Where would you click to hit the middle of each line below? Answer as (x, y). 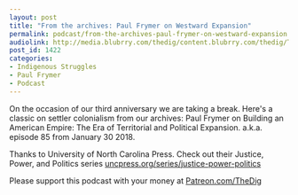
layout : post (33, 17)
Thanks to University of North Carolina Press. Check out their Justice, (137, 154)
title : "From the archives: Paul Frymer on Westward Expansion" (130, 26)
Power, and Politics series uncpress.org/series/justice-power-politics (135, 163)
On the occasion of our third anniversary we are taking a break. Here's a (141, 108)
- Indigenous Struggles (53, 67)
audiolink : (29, 42)
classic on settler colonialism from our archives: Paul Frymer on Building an (146, 118)
